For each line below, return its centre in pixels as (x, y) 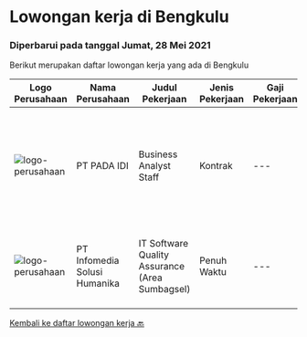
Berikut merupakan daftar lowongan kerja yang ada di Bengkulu (129, 65)
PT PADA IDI (103, 166)
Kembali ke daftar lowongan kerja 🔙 (77, 323)
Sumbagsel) (164, 290)
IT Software (164, 244)
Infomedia (98, 260)
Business (158, 154)
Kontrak (216, 166)
